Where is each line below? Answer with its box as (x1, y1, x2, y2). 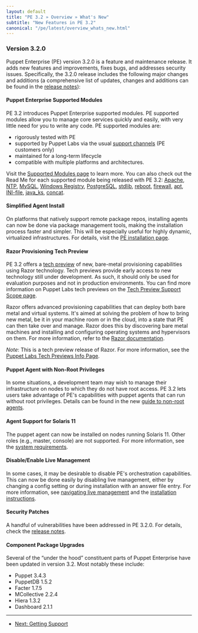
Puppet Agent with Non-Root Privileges (6, 366, 105, 373)
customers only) (14, 146, 55, 153)
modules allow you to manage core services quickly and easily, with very (6, 116, 184, 123)
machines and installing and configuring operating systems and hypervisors (6, 328, 190, 336)
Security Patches (6, 508, 49, 516)
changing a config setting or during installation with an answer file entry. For (6, 482, 192, 489)
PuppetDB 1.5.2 (14, 578, 52, 585)
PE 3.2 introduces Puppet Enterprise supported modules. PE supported (6, 110, 179, 117)
